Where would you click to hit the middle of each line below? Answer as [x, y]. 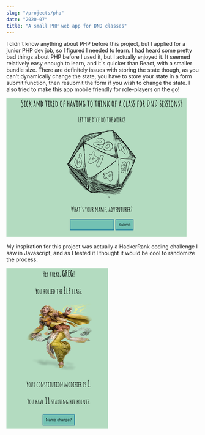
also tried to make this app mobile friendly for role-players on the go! [93, 89]
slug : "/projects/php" [35, 13]
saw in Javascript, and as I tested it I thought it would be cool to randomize [101, 253]
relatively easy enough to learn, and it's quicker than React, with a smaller [99, 64]
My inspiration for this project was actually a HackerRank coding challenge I [102, 247]
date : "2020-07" [27, 19]
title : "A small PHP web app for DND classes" [67, 26]
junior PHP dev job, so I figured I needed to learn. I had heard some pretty [99, 50]
